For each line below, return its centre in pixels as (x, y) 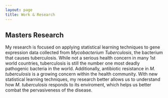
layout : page (19, 10)
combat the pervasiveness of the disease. (49, 90)
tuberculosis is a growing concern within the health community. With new (81, 74)
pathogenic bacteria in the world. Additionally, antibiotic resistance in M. (80, 69)
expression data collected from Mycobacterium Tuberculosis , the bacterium (84, 53)
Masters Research (35, 35)
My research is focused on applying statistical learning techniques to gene (83, 47)
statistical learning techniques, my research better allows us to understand (83, 79)
